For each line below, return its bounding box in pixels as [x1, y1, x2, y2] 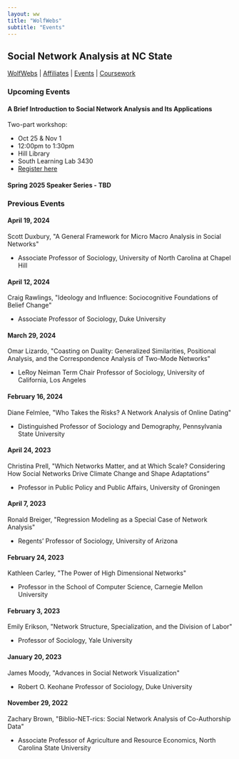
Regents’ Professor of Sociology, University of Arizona [17, 536, 178, 546]
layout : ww [7, 10, 40, 18]
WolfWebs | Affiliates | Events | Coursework [7, 69, 136, 78]
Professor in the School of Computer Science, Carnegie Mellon [17, 583, 203, 591]
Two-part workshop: [7, 121, 68, 129]
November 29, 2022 [7, 698, 68, 707]
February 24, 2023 [7, 553, 64, 561]
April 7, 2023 [7, 499, 46, 508]
